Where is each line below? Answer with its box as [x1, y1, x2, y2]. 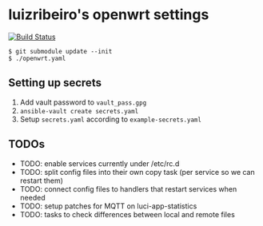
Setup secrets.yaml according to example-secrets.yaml [19, 114, 202, 124]
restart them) [19, 176, 64, 185]
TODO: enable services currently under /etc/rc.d [19, 158, 180, 169]
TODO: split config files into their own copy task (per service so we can [19, 167, 255, 176]
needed [19, 192, 46, 202]
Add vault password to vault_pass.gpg [19, 97, 147, 107]
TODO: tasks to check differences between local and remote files [19, 209, 236, 219]
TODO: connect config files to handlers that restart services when [19, 184, 237, 193]
